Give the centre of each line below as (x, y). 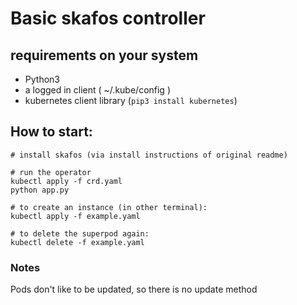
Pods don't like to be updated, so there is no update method (134, 289)
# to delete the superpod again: (80, 233)
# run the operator (51, 172)
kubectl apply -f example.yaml (75, 216)
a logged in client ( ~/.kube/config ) (97, 90)
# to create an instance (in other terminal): (109, 207)
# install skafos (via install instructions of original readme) (149, 155)
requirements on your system (104, 55)
